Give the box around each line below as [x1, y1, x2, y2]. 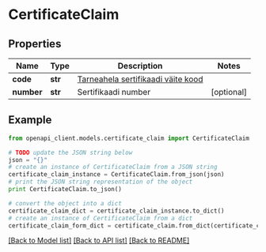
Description [117, 61, 163, 71]
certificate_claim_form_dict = [8, 221, 112, 230]
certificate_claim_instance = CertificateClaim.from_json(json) [8, 171, 225, 179]
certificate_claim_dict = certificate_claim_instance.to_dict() [8, 207, 225, 215]
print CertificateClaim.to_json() [8, 186, 123, 194]
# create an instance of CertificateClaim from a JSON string [8, 164, 218, 171]
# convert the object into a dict [8, 199, 123, 207]
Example [8, 113, 52, 127]
